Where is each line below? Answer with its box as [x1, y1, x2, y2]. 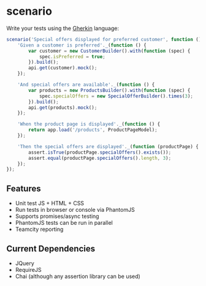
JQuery [15, 259, 35, 267]
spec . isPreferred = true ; [39, 53, 105, 59]
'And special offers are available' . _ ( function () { [17, 81, 155, 88]
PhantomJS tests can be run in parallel [15, 219, 113, 227]
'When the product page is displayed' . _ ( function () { [17, 121, 161, 127]
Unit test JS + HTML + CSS [15, 200, 85, 207]
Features [6, 183, 41, 194]
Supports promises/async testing [15, 213, 99, 220]
